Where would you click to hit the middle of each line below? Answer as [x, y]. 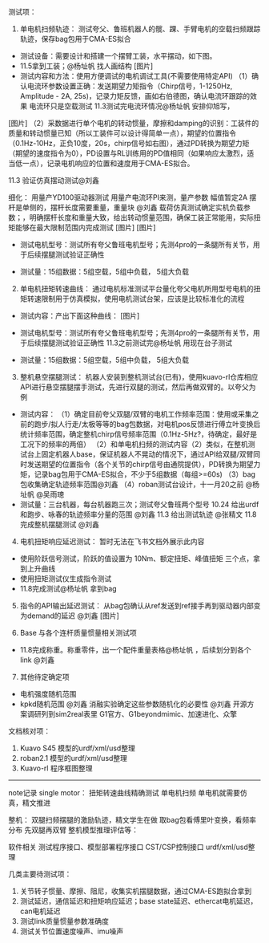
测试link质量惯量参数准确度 [64, 921]
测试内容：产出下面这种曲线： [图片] [80, 316]
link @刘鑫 [37, 660]
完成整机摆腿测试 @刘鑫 [60, 524]
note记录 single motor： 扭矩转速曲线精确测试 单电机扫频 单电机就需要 [124, 793]
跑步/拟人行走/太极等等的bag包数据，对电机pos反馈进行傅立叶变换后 [147, 424]
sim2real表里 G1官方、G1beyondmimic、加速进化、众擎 [146, 714]
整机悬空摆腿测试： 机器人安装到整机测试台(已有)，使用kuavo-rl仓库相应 [139, 377]
